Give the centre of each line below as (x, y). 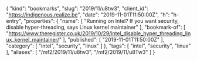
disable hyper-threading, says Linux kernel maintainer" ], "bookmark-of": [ (96, 27)
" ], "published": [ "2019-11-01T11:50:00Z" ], (112, 40)
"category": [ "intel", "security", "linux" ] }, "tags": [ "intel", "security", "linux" (98, 46)
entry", (14, 21)
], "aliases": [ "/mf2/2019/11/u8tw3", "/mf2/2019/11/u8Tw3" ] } (81, 52)
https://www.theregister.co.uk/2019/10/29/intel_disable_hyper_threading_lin (100, 33)
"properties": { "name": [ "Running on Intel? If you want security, (101, 21)
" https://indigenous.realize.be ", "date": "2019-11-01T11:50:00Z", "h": (88, 15)
